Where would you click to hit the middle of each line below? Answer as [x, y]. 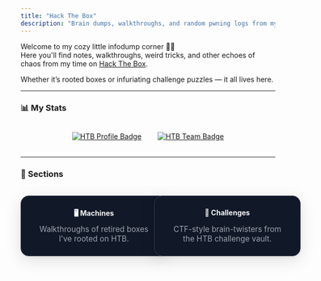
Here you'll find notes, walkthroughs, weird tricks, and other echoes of [138, 55]
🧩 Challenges [228, 212]
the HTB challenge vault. [228, 239]
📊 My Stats [44, 108]
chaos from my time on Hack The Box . [84, 63]
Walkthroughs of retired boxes [94, 229]
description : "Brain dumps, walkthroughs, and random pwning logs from [144, 23]
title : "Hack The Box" [59, 16]
